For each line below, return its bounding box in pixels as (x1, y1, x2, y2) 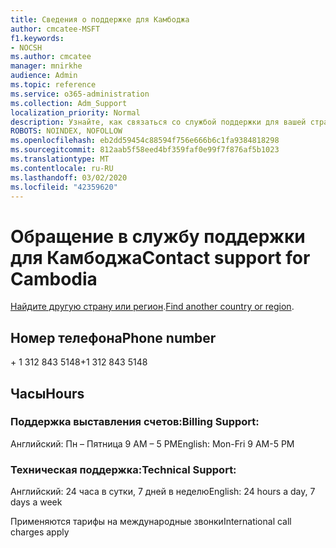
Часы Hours (10, 385, 85, 402)
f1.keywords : (10, 33, 65, 43)
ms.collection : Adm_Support (10, 98, 128, 108)
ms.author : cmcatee (10, 52, 92, 62)
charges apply (10, 526, 70, 538)
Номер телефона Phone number (10, 329, 217, 346)
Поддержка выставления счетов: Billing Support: (10, 415, 260, 429)
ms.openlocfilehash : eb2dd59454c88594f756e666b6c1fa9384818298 (10, 136, 280, 146)
